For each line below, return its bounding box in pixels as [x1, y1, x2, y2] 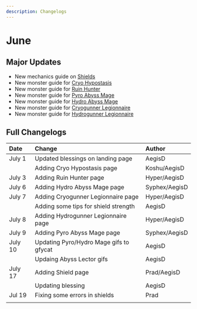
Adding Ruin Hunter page [35, 174, 104, 182]
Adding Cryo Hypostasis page [35, 164, 118, 172]
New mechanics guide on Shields [14, 73, 96, 80]
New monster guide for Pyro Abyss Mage [14, 92, 115, 99]
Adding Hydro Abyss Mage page [35, 183, 125, 192]
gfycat [35, 246, 53, 254]
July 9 [9, 229, 26, 237]
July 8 [9, 216, 26, 224]
